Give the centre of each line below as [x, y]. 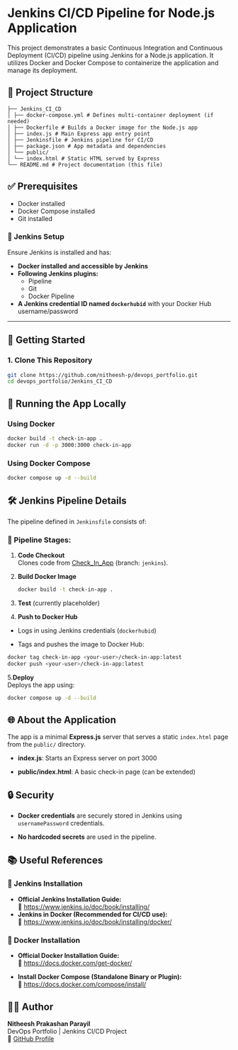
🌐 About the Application [62, 719]
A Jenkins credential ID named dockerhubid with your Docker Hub [114, 303]
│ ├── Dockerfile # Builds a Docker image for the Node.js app [103, 128]
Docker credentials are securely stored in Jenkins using [100, 815]
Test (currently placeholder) [59, 603]
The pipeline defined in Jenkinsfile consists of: [77, 521]
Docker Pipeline [51, 296]
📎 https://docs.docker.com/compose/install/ [82, 984]
